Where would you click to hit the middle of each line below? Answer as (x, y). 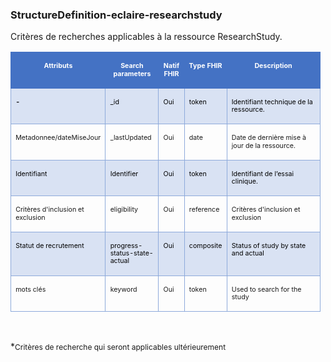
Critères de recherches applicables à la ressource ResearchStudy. (146, 37)
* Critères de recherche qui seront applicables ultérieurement (118, 347)
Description (273, 66)
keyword (123, 289)
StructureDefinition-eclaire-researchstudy (116, 15)
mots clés (31, 289)
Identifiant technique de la (272, 102)
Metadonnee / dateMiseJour (58, 138)
